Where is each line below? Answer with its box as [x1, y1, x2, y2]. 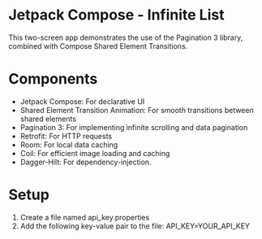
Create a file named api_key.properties [19, 212, 150, 222]
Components [8, 70, 98, 89]
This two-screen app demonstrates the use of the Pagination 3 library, [8, 33, 243, 42]
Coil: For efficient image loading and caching [19, 148, 170, 158]
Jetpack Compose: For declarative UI [19, 96, 145, 106]
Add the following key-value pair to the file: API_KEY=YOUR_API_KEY [19, 221, 250, 231]
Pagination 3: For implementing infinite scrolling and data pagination [19, 122, 248, 132]
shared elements [19, 114, 77, 124]
